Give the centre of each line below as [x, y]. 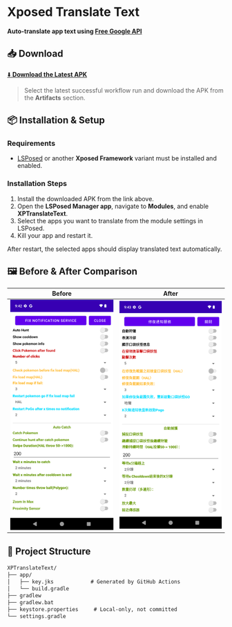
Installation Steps [37, 184]
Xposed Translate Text [74, 12]
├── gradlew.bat [30, 603]
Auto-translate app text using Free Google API [75, 31]
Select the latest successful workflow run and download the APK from [124, 90]
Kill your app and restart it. [55, 235]
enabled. [30, 166]
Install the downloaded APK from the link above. [85, 198]
